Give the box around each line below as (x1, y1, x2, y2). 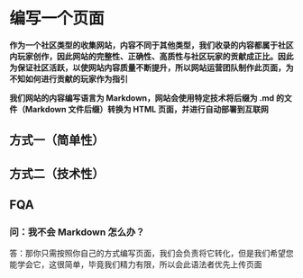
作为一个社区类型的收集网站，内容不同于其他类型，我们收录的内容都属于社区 (9, 40, 294, 50)
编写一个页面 (9, 8, 106, 29)
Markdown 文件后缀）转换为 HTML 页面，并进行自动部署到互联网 (24, 103, 269, 114)
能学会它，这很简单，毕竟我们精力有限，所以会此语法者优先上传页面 (9, 259, 262, 270)
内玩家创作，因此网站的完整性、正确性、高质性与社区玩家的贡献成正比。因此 (9, 50, 294, 61)
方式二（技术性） (9, 166, 105, 181)
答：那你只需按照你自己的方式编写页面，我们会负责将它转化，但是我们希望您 (9, 248, 294, 259)
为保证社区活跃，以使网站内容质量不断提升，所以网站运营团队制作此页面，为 (9, 62, 294, 73)
